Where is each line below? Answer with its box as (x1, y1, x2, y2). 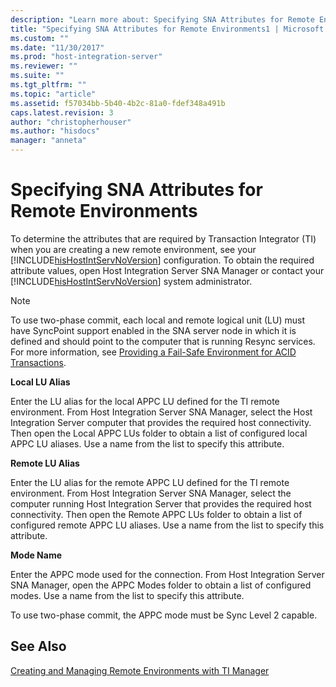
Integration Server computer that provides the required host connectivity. (10, 416, 312, 428)
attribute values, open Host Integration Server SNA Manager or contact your (10, 264, 325, 276)
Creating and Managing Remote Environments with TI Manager (10, 664, 270, 676)
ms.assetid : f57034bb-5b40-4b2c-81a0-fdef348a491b (10, 98, 226, 108)
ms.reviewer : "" (10, 61, 78, 71)
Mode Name (10, 549, 63, 561)
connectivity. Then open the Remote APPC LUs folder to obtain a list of (10, 508, 303, 520)
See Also (10, 638, 67, 655)
